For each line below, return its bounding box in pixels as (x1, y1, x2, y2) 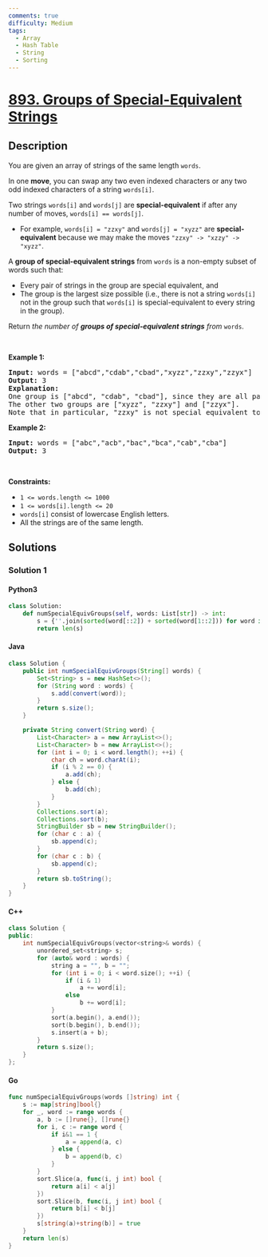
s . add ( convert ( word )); (50, 689, 127, 698)
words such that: (8, 265, 64, 274)
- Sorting (15, 57, 48, 65)
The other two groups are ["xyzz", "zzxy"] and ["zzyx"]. (8, 400, 240, 408)
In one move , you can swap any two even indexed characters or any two (8, 176, 247, 185)
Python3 (8, 584, 37, 594)
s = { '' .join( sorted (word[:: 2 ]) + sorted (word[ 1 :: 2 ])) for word (37, 617, 255, 626)
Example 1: (8, 352, 45, 362)
